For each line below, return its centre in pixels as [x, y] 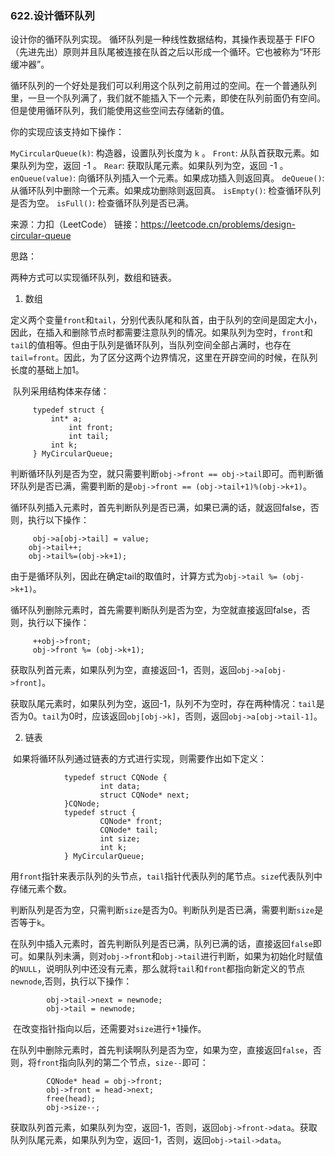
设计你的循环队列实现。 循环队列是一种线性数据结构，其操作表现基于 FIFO [162, 39]
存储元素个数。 [41, 889]
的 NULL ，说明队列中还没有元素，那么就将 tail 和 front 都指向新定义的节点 [158, 969]
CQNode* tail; [129, 830]
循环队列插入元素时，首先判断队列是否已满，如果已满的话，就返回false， [160, 508]
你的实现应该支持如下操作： [67, 132]
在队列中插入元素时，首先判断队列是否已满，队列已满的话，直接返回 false [161, 944]
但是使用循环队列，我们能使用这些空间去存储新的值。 [120, 111]
